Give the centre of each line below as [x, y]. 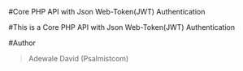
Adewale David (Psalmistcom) [78, 58]
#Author [22, 43]
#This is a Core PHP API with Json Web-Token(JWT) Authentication [122, 27]
